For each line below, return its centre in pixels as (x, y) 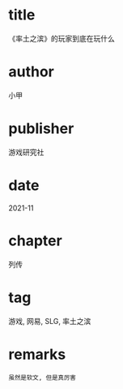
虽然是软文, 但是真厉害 (42, 378)
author (32, 72)
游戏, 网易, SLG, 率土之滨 (50, 321)
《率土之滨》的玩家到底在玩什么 (61, 38)
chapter (35, 240)
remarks (37, 354)
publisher (41, 129)
